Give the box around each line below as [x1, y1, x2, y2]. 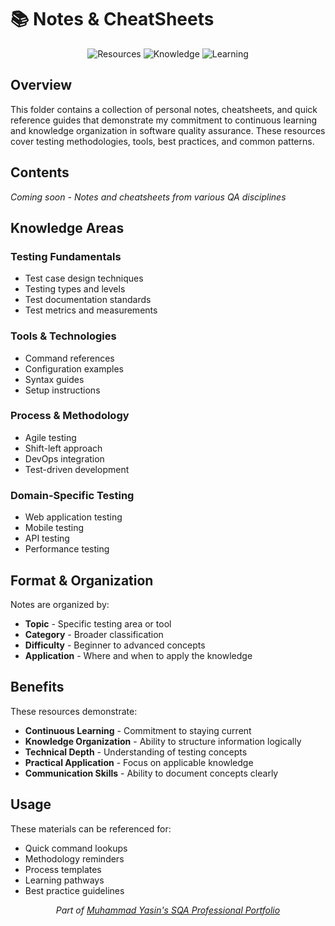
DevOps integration [24, 452, 105, 465]
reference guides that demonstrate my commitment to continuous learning [10, 114, 318, 126]
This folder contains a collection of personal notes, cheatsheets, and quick [10, 103, 318, 115]
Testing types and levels [24, 283, 126, 295]
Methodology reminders [24, 852, 125, 865]
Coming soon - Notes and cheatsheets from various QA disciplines [10, 191, 287, 203]
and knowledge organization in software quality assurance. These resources [10, 124, 326, 136]
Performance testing [24, 543, 110, 555]
